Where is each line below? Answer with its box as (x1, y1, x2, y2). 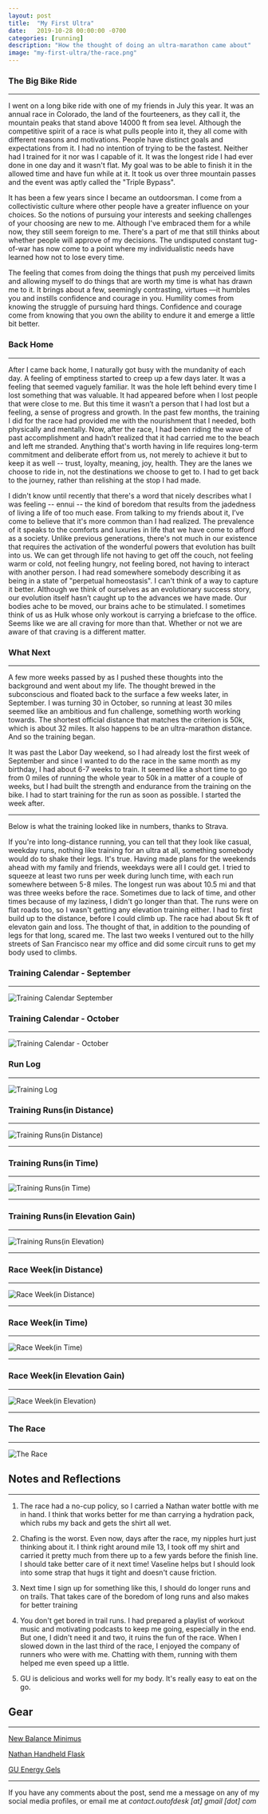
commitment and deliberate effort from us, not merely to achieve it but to (8, 450, 248, 459)
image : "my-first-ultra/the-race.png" (8, 49, 137, 57)
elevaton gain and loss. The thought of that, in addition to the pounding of (8, 922, 250, 931)
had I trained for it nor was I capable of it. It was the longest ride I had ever (8, 152, 254, 162)
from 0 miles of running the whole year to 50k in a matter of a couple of (8, 773, 243, 783)
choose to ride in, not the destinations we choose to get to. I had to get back (8, 467, 259, 476)
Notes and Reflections (8, 1472, 121, 1486)
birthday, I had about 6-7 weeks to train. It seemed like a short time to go (8, 764, 247, 774)
